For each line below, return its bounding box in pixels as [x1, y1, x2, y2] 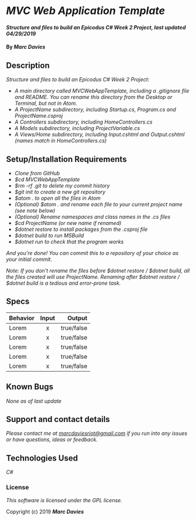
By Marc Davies [6, 43, 46, 50]
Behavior [9, 314, 35, 322]
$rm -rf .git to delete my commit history [14, 182, 110, 189]
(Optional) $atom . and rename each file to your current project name [14, 201, 183, 207]
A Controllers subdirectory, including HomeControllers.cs [14, 118, 153, 125]
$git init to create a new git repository [14, 189, 106, 195]
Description [6, 60, 50, 70]
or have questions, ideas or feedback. [6, 436, 98, 443]
